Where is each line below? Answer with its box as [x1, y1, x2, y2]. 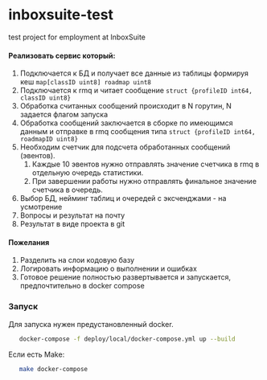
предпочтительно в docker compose [19, 281, 145, 291]
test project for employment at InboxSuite [8, 32, 146, 42]
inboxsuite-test [8, 6, 114, 24]
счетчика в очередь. [31, 185, 103, 194]
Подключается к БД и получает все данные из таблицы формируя [19, 68, 249, 78]
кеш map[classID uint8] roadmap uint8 [19, 77, 151, 87]
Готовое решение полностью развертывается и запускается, [19, 272, 232, 282]
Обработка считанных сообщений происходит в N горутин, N [19, 101, 232, 111]
